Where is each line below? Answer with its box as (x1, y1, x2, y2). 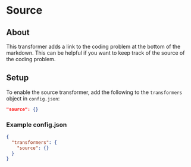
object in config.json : (6, 94, 60, 102)
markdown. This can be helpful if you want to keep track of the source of (6, 49, 185, 56)
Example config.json (6, 120, 67, 128)
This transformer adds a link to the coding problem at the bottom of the (6, 43, 181, 50)
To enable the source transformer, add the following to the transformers (6, 89, 183, 96)
